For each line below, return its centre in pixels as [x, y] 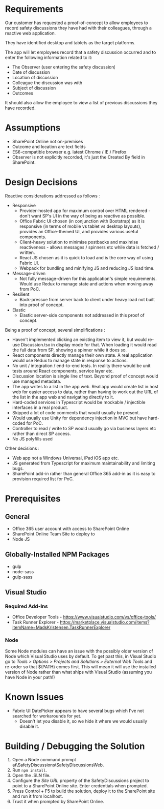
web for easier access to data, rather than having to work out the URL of [85, 392]
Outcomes [23, 93]
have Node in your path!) [30, 677]
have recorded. [20, 108]
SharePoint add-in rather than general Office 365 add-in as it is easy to [84, 473]
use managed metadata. [36, 381]
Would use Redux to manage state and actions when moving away [86, 283]
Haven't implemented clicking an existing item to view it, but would [79, 339]
